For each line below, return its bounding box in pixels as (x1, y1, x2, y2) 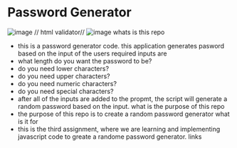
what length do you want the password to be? (17, 56, 152, 65)
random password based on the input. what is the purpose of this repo (17, 102, 225, 110)
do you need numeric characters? (17, 79, 117, 88)
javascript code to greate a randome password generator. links (17, 132, 202, 141)
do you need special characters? (17, 87, 114, 95)
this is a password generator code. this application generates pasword (17, 41, 225, 50)
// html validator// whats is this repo (34, 28, 165, 36)
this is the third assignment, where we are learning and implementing (17, 125, 221, 133)
